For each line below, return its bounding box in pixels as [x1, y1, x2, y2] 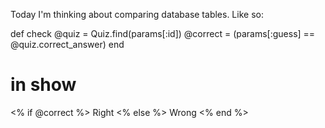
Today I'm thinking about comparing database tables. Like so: [10, 9, 264, 20]
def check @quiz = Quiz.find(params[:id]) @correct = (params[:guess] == [10, 28, 316, 39]
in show [10, 74, 77, 96]
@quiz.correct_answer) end [10, 39, 125, 50]
